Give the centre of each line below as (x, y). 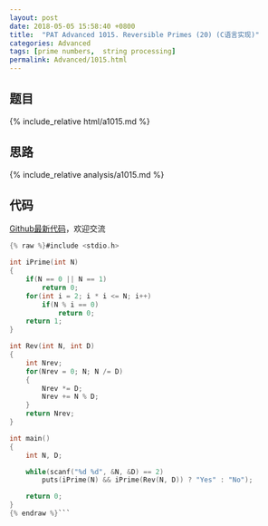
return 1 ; (44, 321)
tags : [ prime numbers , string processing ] (93, 52)
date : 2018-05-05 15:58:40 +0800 (72, 26)
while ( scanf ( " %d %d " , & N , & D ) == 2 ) (95, 472)
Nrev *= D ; (62, 388)
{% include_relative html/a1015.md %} (80, 121)
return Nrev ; (50, 414)
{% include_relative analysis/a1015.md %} (87, 174)
